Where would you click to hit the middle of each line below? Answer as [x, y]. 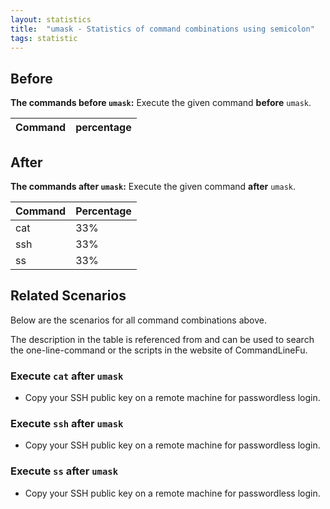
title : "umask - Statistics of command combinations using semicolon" [162, 29]
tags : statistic [44, 38]
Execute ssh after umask [67, 424]
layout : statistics [51, 19]
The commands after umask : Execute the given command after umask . [153, 186]
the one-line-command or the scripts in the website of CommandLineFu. [159, 350]
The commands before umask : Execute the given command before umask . [161, 103]
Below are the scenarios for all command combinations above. [138, 320]
